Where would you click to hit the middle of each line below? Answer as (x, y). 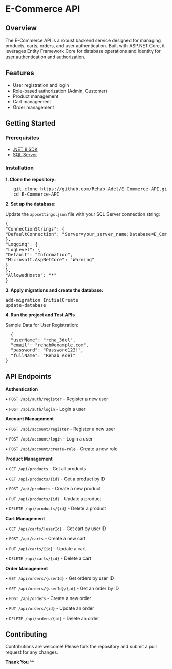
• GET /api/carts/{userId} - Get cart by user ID (56, 529)
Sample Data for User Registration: (42, 325)
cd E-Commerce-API (37, 194)
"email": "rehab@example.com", (50, 345)
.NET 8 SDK (25, 149)
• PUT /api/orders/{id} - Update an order (50, 608)
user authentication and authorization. (46, 57)
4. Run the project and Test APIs (40, 315)
